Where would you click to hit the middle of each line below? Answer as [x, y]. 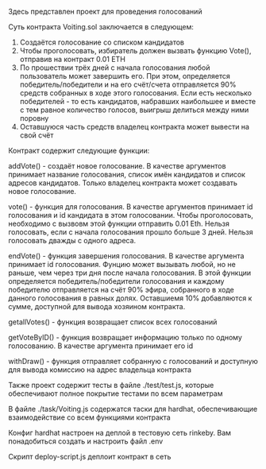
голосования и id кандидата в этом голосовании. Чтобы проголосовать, [131, 215]
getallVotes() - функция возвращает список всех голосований [113, 322]
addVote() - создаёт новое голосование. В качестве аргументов [117, 166]
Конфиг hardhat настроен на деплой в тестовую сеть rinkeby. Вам [120, 433]
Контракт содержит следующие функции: [79, 151]
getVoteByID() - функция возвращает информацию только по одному [125, 337]
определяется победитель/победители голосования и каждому [116, 281]
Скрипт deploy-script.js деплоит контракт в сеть [90, 457]
